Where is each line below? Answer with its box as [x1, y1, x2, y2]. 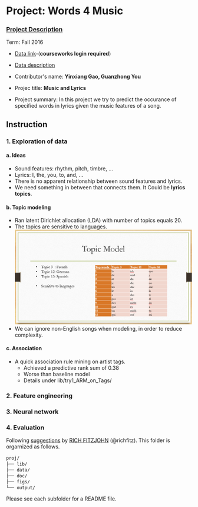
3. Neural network [6, 407, 59, 415]
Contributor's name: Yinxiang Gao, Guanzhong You [14, 73, 141, 80]
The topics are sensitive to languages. [14, 223, 107, 230]
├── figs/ [6, 479, 31, 485]
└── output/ [6, 485, 35, 491]
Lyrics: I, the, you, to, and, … [14, 172, 84, 178]
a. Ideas [6, 152, 26, 159]
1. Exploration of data [6, 137, 68, 146]
